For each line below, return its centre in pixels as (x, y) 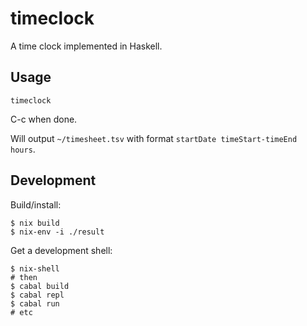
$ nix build (35, 223)
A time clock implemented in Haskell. (86, 46)
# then (24, 277)
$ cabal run (35, 303)
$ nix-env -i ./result (57, 232)
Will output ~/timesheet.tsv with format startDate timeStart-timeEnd (154, 138)
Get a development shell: (61, 250)
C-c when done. (44, 119)
